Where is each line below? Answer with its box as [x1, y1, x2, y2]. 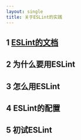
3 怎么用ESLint [6, 81, 60, 92]
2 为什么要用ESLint [6, 60, 76, 70]
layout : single [6, 8, 43, 15]
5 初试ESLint [6, 125, 52, 135]
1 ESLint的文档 [6, 37, 59, 47]
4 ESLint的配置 [6, 103, 60, 113]
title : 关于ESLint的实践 [6, 14, 63, 20]
